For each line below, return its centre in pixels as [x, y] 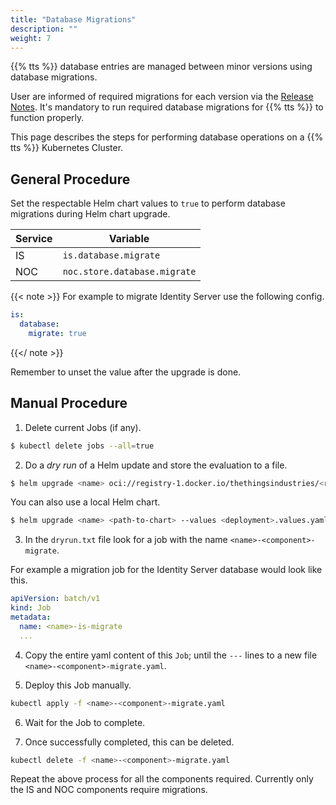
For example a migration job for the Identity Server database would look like [166, 570]
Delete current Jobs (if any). [83, 427]
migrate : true [57, 333]
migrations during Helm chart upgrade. [90, 214]
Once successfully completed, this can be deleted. [129, 742]
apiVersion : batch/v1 [55, 599]
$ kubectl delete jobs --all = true [82, 446]
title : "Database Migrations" [73, 19]
